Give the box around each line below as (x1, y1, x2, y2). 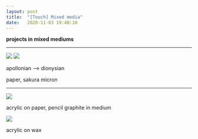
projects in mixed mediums (6, 36, 74, 43)
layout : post (6, 8, 38, 15)
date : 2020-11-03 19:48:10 (6, 19, 78, 25)
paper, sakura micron (6, 76, 58, 83)
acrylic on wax (6, 127, 42, 134)
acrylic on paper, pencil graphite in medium (6, 104, 112, 111)
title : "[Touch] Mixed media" (6, 14, 83, 20)
